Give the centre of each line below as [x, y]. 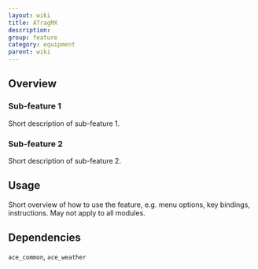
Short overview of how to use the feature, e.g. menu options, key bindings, [129, 205]
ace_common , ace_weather [47, 256]
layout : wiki [29, 15]
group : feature [33, 37]
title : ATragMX [33, 23]
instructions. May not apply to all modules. [77, 212]
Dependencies [44, 238]
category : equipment [42, 45]
